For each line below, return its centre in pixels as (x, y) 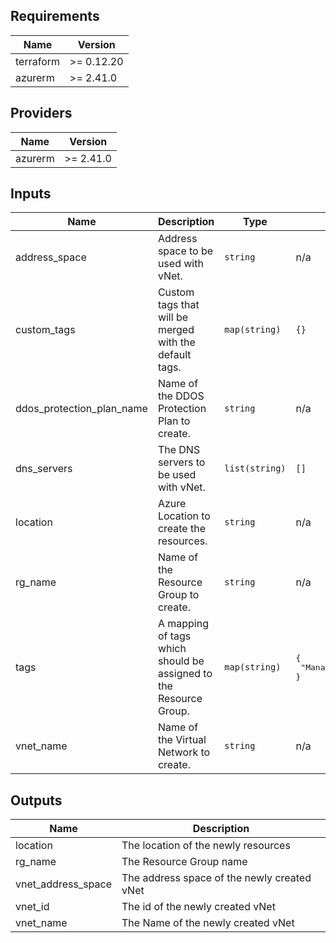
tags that (178, 305)
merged (176, 330)
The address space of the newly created (216, 878)
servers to (181, 462)
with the (176, 342)
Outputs (36, 800)
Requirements (55, 16)
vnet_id (32, 907)
